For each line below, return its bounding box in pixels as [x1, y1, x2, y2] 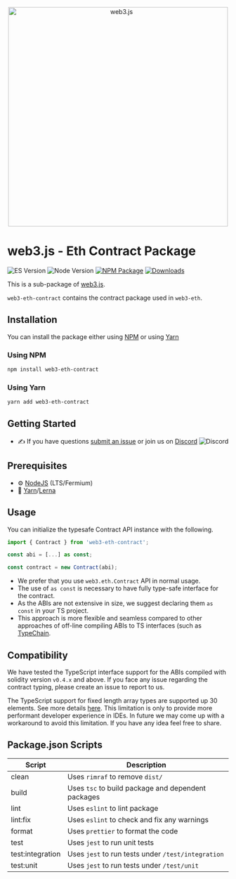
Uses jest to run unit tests [67, 838, 155, 847]
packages [67, 792, 100, 802]
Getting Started [7, 418, 77, 430]
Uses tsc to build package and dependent [67, 783, 206, 793]
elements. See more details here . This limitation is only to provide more [7, 703, 213, 712]
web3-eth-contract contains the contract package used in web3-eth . [7, 293, 202, 302]
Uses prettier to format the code [67, 826, 178, 835]
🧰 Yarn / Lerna [17, 486, 56, 494]
